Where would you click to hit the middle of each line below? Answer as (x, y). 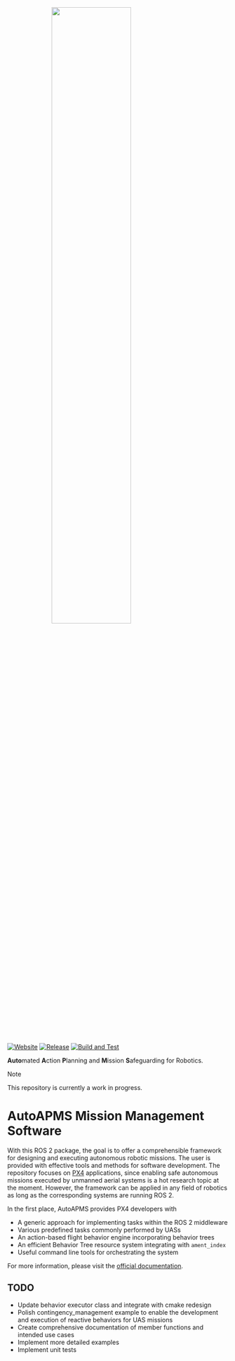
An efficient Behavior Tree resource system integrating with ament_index (122, 1244)
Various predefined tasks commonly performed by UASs (99, 1230)
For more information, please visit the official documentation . (95, 1265)
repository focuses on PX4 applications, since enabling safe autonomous (113, 1173)
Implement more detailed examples (68, 1342)
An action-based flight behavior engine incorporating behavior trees (116, 1237)
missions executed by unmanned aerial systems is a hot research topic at (113, 1180)
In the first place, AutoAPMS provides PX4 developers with (92, 1209)
